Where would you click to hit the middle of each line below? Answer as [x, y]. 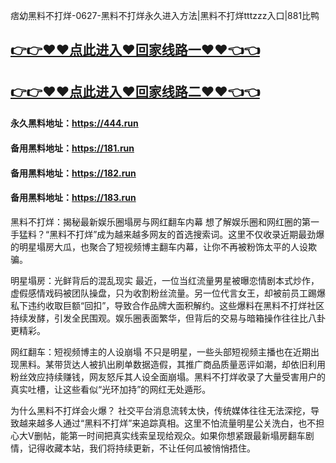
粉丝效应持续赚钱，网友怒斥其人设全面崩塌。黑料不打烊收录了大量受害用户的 [168, 376]
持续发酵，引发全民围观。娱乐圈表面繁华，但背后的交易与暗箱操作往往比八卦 [168, 318]
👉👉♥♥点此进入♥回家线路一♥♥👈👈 [135, 50]
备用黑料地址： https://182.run [73, 173]
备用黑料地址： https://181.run [72, 148]
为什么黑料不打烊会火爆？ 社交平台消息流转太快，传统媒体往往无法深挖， [160, 410]
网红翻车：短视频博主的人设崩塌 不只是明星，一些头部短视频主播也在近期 [160, 351]
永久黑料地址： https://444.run [74, 123]
